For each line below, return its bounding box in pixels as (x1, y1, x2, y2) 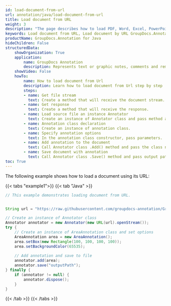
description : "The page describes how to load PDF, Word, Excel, (5, 26, 147, 32)
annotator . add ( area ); (14, 258, 60, 263)
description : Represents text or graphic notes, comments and (23, 64, 158, 69)
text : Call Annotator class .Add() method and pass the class (27, 145, 163, 150)
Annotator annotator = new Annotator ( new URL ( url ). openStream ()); (5, 220, 149, 226)
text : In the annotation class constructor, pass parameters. (27, 135, 163, 141)
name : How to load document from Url (23, 78, 103, 84)
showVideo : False (14, 69, 51, 74)
